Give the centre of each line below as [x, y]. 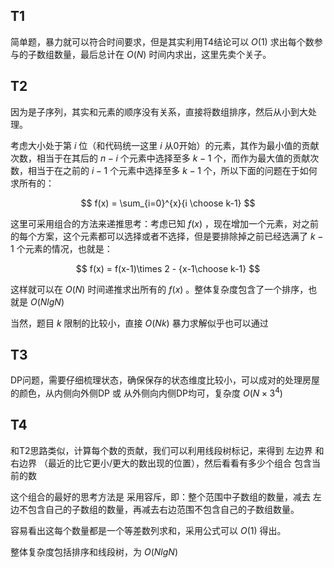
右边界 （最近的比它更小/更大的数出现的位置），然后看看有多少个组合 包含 [161, 463]
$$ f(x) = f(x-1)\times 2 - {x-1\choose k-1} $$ [168, 268]
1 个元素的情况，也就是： [61, 248]
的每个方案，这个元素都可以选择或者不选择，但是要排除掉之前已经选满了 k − [167, 236]
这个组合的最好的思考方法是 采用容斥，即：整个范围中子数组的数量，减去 [160, 496]
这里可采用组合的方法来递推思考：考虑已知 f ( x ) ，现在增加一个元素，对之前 [164, 223]
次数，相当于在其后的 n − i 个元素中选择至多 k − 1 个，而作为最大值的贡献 [160, 158]
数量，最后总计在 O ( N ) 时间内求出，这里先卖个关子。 [162, 54]
